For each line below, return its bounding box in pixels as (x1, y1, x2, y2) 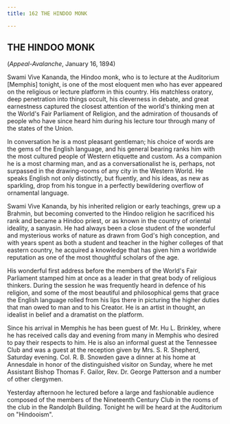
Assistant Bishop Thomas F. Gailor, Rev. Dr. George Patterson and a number (7, 368, 222, 376)
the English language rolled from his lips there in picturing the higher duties (7, 296, 220, 304)
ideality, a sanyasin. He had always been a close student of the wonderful (7, 224, 216, 233)
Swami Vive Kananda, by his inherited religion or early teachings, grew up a (7, 202, 221, 211)
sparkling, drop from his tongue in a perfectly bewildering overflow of (7, 182, 204, 190)
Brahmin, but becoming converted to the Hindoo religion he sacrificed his (7, 209, 215, 218)
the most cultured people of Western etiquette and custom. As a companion (7, 152, 222, 160)
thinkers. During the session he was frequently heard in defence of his (7, 282, 206, 290)
